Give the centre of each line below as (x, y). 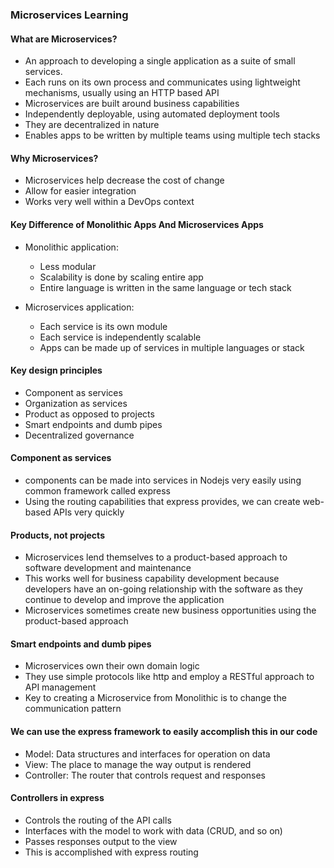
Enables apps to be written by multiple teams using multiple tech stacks (172, 135)
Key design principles (56, 370)
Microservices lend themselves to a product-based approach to (156, 557)
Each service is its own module (103, 326)
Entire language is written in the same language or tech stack (165, 287)
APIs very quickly (89, 512)
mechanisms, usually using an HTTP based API (122, 93)
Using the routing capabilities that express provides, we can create (162, 501)
